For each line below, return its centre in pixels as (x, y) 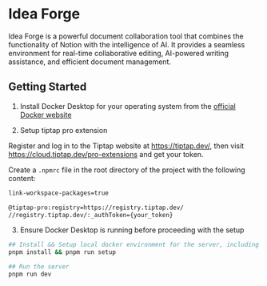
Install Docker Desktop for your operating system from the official (128, 106)
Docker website (46, 115)
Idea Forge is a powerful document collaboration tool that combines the (126, 36)
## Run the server (39, 267)
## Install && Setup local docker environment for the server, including (134, 245)
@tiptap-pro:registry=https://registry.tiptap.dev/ (96, 207)
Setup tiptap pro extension (64, 130)
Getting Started (48, 87)
